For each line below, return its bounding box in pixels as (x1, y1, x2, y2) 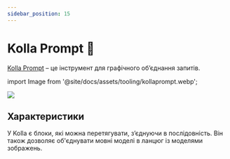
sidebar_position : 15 (7, 10, 71, 18)
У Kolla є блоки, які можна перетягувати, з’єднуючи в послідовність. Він (7, 129, 223, 137)
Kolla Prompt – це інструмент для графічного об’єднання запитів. (7, 64, 201, 72)
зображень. (7, 144, 43, 153)
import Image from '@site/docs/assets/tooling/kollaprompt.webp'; (7, 77, 198, 85)
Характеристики (7, 110, 85, 123)
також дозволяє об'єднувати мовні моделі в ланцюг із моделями (7, 137, 203, 145)
